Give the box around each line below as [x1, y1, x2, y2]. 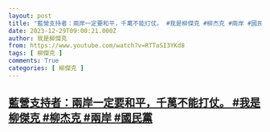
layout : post [8, 11, 52, 20]
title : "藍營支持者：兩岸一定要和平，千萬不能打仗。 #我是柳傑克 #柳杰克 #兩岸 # [8, 19, 252, 27]
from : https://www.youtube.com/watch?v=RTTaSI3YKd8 [8, 42, 185, 50]
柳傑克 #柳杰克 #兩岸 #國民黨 [8, 111, 153, 125]
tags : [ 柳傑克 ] [8, 49, 63, 57]
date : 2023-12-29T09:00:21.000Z [8, 27, 117, 35]
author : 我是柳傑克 [8, 34, 67, 43]
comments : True [8, 57, 59, 65]
